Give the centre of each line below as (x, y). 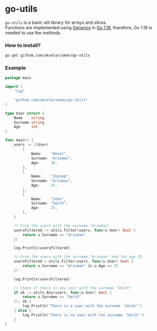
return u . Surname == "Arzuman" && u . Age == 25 (70, 266)
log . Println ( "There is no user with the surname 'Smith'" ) (84, 315)
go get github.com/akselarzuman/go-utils (48, 55)
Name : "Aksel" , (50, 154)
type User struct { (25, 113)
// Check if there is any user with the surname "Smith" (73, 288)
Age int (26, 127)
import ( (14, 87)
